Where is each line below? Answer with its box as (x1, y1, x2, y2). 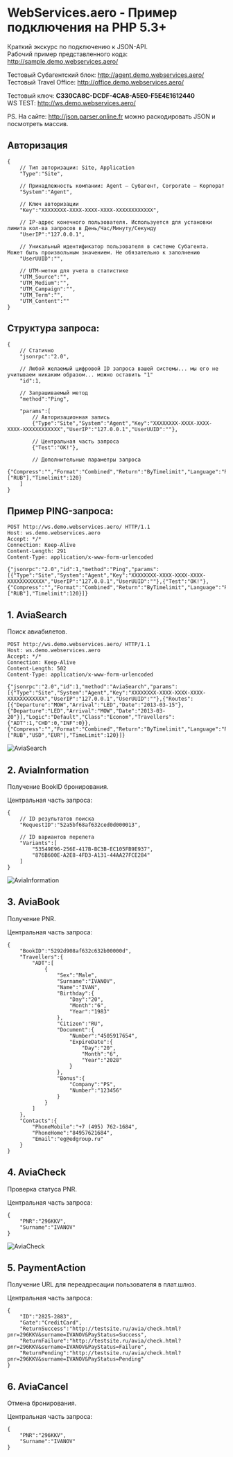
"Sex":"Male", (56, 972, 98, 979)
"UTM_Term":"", (19, 291, 64, 299)
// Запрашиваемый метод (19, 390, 89, 396)
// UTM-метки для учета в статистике (19, 267, 129, 274)
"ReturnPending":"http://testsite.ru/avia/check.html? (19, 1350, 182, 1356)
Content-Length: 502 (7, 665, 67, 672)
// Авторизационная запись (32, 414, 110, 421)
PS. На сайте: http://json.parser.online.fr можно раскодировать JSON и (7, 112, 216, 121)
